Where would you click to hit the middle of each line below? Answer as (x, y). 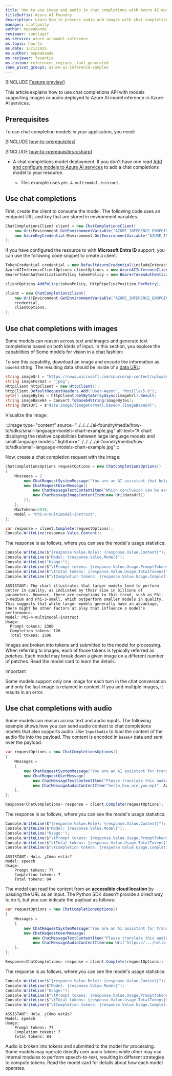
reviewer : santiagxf (27, 34)
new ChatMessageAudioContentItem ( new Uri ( (79, 943)
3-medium (15, 599)
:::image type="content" (31, 425)
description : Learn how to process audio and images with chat (74, 20)
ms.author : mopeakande (29, 53)
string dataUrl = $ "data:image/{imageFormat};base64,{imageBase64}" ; (81, 405)
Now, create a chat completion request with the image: (63, 457)
